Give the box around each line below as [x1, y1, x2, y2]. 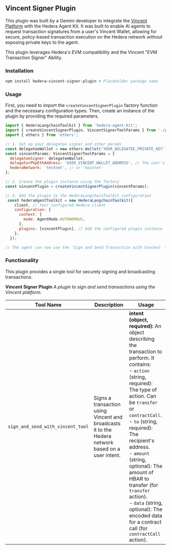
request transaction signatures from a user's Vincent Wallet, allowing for [5, 28, 157, 35]
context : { [18, 212, 42, 217]
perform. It [129, 354, 155, 361]
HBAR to [129, 475, 149, 482]
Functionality [5, 257, 39, 264]
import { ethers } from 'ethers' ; [5, 132, 79, 138]
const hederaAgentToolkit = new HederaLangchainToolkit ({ [7, 198, 133, 203]
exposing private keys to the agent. [5, 39, 79, 45]
